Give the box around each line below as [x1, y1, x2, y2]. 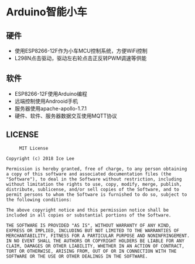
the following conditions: [6, 196, 72, 203]
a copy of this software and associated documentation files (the [6, 171, 172, 177]
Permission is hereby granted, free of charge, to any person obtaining [6, 166, 187, 172]
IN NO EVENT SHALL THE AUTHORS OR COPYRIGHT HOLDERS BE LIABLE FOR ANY [6, 238, 184, 244]
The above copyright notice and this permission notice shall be [6, 207, 169, 213]
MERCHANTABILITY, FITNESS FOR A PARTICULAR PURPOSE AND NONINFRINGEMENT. [6, 233, 190, 239]
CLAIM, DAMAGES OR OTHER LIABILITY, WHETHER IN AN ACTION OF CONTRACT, [6, 243, 184, 249]
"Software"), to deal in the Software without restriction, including [6, 176, 182, 182]
